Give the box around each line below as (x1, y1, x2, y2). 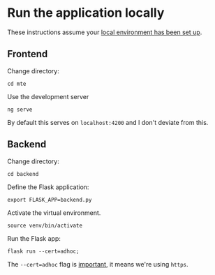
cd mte (7, 80, 27, 87)
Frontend (7, 48, 48, 60)
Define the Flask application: (7, 183, 89, 191)
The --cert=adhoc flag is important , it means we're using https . (7, 260, 188, 268)
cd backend (7, 170, 39, 177)
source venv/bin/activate (7, 222, 82, 229)
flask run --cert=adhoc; (7, 248, 80, 255)
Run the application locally (7, 5, 165, 21)
